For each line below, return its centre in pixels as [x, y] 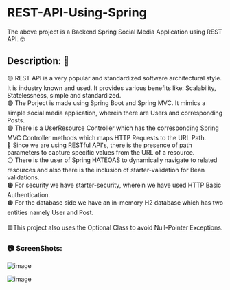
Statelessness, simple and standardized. [64, 95]
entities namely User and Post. [50, 212]
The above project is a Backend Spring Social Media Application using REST [115, 32]
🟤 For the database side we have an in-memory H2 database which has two [115, 202]
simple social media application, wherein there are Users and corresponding [115, 113]
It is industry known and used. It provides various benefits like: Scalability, [112, 88]
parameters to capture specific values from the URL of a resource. [101, 152]
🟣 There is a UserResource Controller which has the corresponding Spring [113, 128]
